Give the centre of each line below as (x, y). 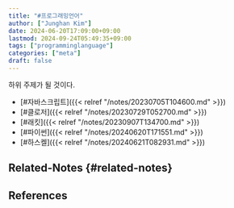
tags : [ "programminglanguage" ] (61, 46)
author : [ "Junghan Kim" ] (50, 23)
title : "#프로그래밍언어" (46, 16)
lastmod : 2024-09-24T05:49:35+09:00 (70, 38)
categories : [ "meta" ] (45, 53)
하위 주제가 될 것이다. (42, 85)
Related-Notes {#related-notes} (91, 168)
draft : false (30, 61)
